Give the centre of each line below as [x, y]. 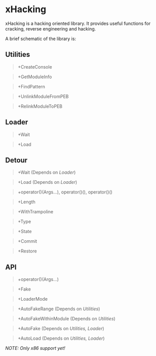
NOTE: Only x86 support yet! [35, 348]
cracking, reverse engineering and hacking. [51, 28]
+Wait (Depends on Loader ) [47, 172]
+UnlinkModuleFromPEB [43, 96]
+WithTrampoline [35, 212]
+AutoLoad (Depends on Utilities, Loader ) [61, 338]
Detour [16, 160]
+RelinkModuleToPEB [40, 106]
